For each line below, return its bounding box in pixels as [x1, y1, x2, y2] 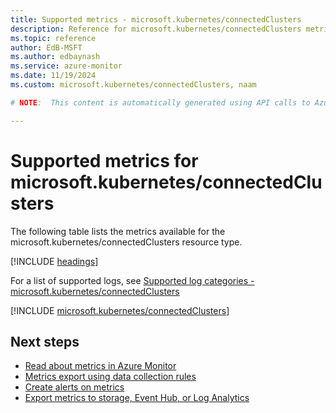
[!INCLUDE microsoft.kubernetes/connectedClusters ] [10, 304, 230, 316]
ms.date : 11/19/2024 [10, 71, 97, 81]
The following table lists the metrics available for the [10, 225, 226, 237]
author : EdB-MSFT [10, 42, 83, 53]
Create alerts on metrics [24, 381, 125, 393]
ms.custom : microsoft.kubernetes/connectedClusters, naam [10, 80, 257, 90]
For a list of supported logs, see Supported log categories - [10, 274, 255, 286]
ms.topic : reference [10, 33, 97, 43]
